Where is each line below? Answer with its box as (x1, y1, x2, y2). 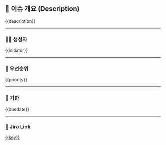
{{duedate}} (5, 106, 30, 112)
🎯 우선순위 (5, 66, 29, 72)
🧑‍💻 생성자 (5, 36, 27, 43)
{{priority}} (5, 77, 28, 83)
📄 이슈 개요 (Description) (5, 4, 80, 13)
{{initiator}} (5, 47, 28, 53)
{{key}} (5, 135, 20, 140)
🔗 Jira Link (5, 123, 31, 130)
